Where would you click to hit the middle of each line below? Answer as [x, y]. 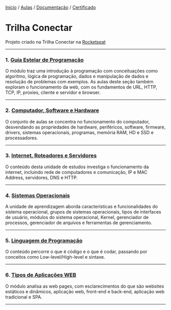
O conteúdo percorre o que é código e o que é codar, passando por [76, 252]
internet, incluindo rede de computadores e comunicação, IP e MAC [76, 172]
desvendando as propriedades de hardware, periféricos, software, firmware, [85, 127]
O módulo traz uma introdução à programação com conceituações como [81, 71]
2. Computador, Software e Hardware [52, 110]
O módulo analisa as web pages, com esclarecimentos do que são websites [85, 286]
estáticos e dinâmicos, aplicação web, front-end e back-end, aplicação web [85, 291]
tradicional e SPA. [24, 297]
